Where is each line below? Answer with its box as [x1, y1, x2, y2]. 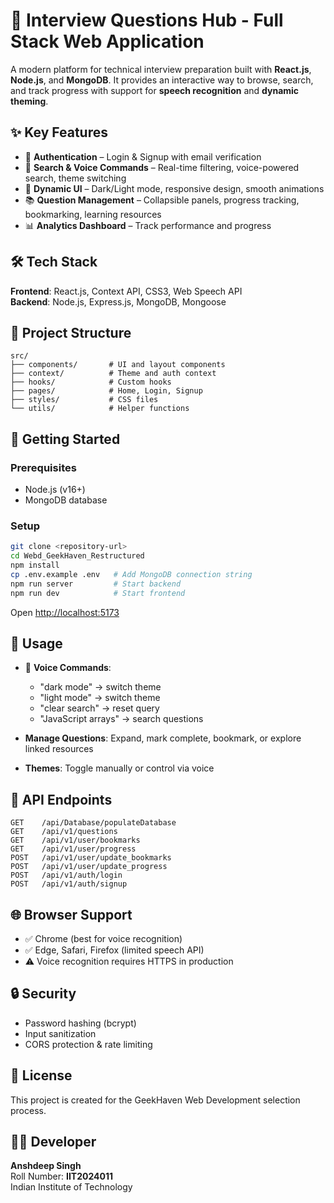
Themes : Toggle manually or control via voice [24, 762, 215, 774]
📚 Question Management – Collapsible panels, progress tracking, [24, 194, 300, 206]
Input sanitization [24, 1027, 97, 1039]
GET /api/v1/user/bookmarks [10, 835, 141, 846]
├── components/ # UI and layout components [10, 360, 226, 370]
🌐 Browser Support [10, 906, 133, 923]
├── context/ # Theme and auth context [10, 369, 217, 379]
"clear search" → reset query [39, 702, 160, 714]
